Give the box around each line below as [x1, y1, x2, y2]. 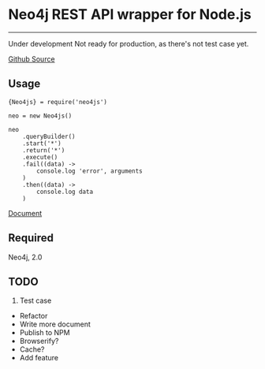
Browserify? [19, 337, 59, 346]
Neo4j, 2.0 [8, 252, 43, 262]
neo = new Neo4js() [8, 112, 73, 120]
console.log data [36, 188, 93, 196]
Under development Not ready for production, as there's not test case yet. [8, 39, 249, 48]
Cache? [19, 345, 45, 354]
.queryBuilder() [22, 132, 77, 140]
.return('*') [22, 146, 65, 155]
